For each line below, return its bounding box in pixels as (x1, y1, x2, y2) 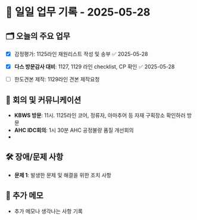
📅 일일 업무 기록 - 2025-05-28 (5, 5, 151, 19)
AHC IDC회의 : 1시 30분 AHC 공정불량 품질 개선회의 (14, 127, 135, 134)
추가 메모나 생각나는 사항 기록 (14, 208, 83, 215)
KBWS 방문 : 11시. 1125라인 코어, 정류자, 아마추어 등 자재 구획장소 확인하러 (14, 112, 186, 119)
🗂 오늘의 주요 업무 (5, 31, 71, 41)
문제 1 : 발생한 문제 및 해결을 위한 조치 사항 (14, 171, 111, 178)
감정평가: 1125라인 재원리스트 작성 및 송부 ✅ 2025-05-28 (14, 51, 148, 57)
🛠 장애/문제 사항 (5, 152, 64, 162)
